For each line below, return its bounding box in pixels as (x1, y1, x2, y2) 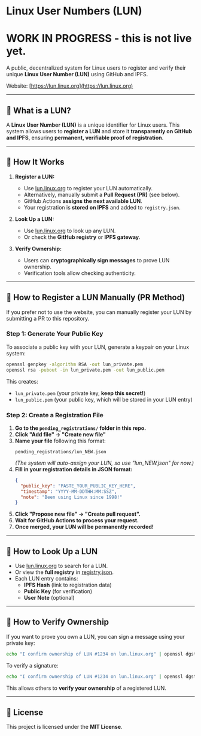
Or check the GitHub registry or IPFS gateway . (23, 233, 141, 241)
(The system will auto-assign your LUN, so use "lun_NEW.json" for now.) (14, 459, 194, 466)
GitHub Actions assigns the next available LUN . (23, 197, 142, 205)
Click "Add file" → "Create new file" (14, 430, 106, 438)
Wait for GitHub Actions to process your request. (14, 517, 139, 524)
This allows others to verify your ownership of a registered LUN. (6, 684, 166, 692)
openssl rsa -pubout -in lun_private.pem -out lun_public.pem (6, 367, 165, 373)
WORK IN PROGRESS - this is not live (6, 32, 192, 46)
